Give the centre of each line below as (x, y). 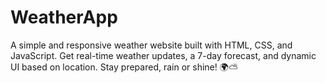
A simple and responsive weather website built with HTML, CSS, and (151, 45)
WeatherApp (64, 17)
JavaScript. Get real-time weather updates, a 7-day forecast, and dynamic (163, 55)
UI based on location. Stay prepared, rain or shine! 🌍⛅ (124, 67)
